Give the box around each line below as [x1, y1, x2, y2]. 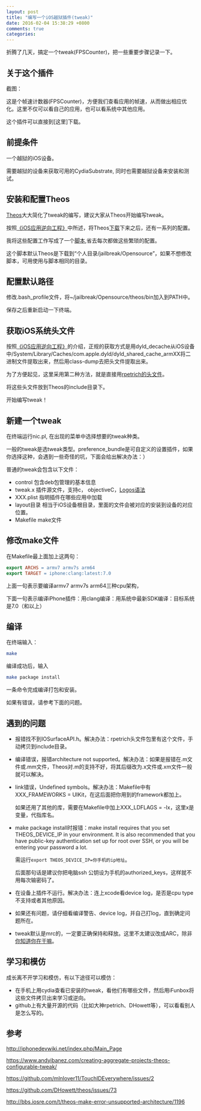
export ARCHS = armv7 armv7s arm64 [6, 564, 95, 571]
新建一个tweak [6, 415, 62, 426]
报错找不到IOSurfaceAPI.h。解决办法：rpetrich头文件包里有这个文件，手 [14, 735, 194, 742]
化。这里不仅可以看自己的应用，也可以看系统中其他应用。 [6, 105, 148, 112]
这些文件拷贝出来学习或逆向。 [14, 994, 89, 1001]
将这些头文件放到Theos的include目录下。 [6, 384, 109, 391]
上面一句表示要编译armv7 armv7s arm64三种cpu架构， [6, 582, 142, 589]
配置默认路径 [6, 276, 54, 287]
